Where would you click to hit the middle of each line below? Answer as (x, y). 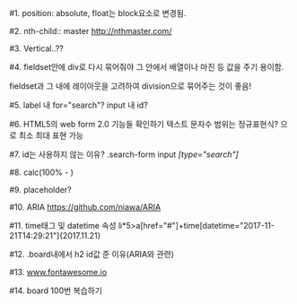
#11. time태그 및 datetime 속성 (63, 226)
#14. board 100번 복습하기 (56, 291)
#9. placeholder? (40, 190)
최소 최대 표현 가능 (51, 135)
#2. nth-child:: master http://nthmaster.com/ (91, 31)
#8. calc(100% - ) (42, 172)
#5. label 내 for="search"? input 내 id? (79, 105)
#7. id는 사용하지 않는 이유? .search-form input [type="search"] (124, 154)
